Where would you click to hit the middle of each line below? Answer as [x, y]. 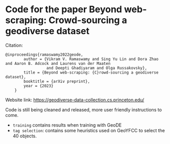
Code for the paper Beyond [64, 9]
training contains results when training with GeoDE [67, 125]
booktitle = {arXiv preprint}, [57, 81]
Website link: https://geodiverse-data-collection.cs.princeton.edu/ [75, 100]
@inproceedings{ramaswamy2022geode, [44, 55]
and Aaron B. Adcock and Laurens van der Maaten [58, 63]
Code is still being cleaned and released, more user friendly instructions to [84, 110]
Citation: [14, 45]
